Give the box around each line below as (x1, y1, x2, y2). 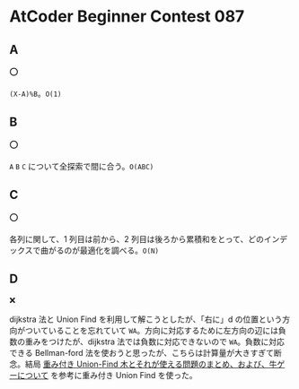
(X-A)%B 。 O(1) (9, 88, 62, 99)
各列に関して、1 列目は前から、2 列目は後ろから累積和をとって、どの (9, 233, 265, 244)
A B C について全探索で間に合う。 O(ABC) (9, 160, 154, 171)
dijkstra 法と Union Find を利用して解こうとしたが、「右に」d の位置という (9, 314, 283, 324)
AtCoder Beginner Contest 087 (9, 6, 245, 27)
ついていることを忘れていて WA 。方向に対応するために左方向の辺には (24, 325, 279, 336)
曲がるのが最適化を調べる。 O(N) (40, 245, 160, 255)
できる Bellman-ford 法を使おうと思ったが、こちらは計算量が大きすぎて (9, 348, 275, 359)
